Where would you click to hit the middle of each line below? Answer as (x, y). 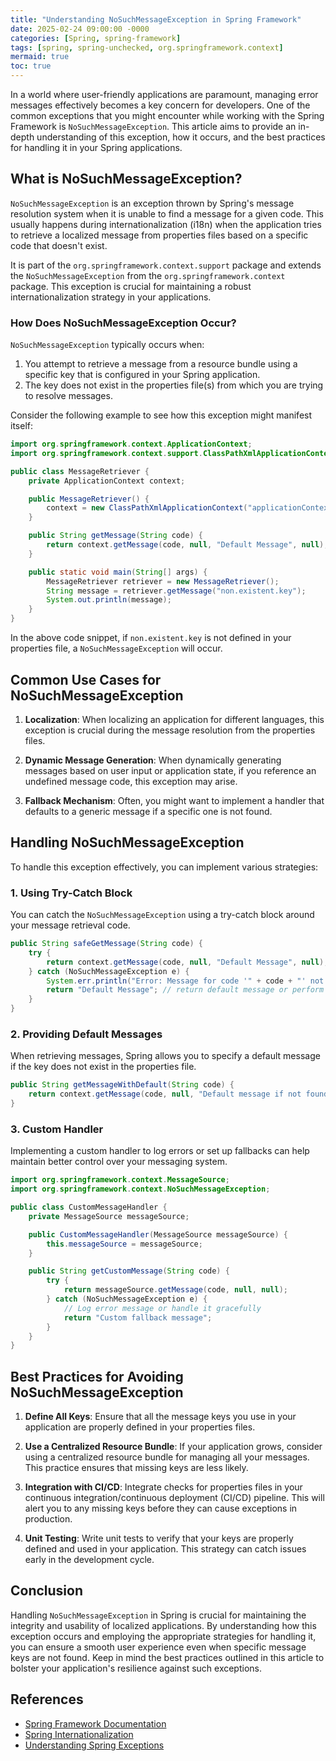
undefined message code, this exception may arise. (131, 781)
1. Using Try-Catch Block (71, 893)
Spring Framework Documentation (95, 1723)
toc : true (31, 66)
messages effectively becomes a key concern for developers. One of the (160, 105)
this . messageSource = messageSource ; (124, 1244)
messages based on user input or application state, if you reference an (170, 770)
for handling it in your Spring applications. (96, 147)
